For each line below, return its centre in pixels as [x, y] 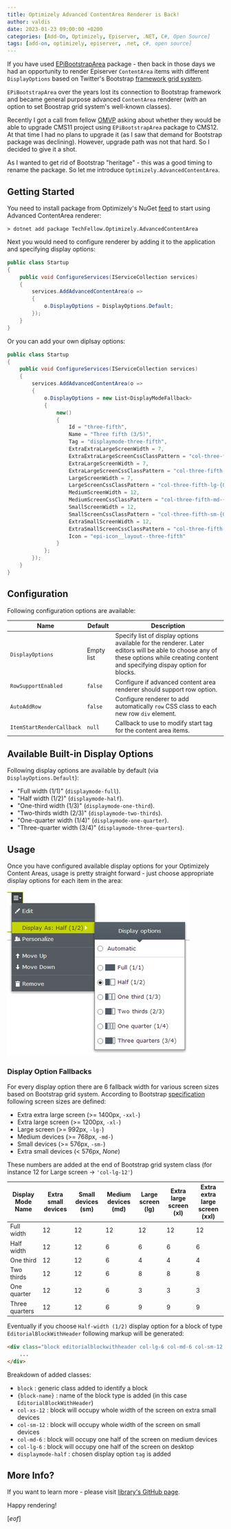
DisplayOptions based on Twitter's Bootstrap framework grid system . [105, 79]
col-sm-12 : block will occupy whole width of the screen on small [109, 1424]
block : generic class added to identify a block [82, 1388]
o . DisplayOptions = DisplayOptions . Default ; [109, 306]
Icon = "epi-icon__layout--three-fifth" [127, 536]
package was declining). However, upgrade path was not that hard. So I [108, 142]
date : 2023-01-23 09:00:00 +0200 [55, 29]
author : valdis [29, 22]
